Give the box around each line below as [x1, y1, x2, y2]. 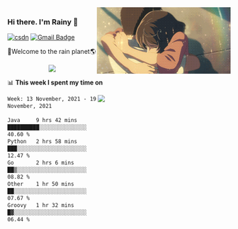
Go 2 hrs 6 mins [7, 160, 74, 167]
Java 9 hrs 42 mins [7, 117, 78, 124]
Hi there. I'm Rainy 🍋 [7, 17, 79, 27]
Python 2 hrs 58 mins [7, 138, 78, 145]
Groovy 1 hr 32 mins [7, 202, 74, 209]
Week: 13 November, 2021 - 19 [7, 96, 97, 103]
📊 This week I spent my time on [7, 78, 103, 87]
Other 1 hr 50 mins [7, 181, 74, 188]
